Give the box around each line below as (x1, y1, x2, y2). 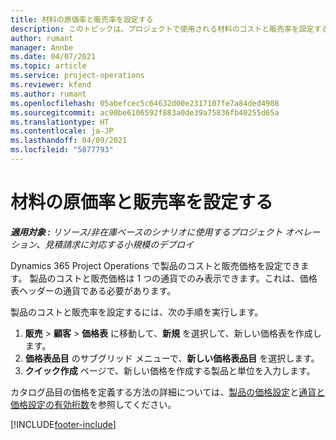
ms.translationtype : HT (10, 117, 110, 127)
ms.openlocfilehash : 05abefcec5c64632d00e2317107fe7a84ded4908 (10, 98, 280, 108)
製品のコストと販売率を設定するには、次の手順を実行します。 (10, 306, 264, 318)
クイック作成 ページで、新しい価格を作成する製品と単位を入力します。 (24, 364, 316, 376)
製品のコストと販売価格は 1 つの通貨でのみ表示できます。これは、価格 (29, 272, 318, 284)
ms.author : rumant (10, 89, 87, 99)
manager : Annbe (10, 42, 74, 53)
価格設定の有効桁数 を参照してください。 (10, 398, 177, 410)
